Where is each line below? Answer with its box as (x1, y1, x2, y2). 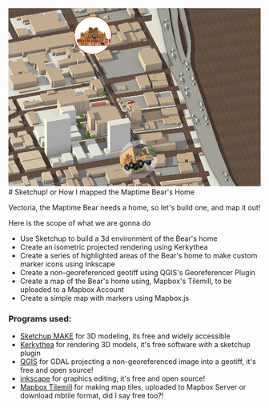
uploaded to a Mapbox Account (19, 284, 124, 294)
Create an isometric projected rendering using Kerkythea (19, 242, 208, 251)
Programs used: (8, 313, 72, 324)
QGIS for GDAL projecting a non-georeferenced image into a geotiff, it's (19, 356, 256, 366)
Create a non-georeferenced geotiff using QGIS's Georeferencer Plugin (19, 267, 256, 277)
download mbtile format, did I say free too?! (19, 390, 164, 400)
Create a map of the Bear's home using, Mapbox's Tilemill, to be (19, 276, 232, 286)
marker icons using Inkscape (19, 259, 116, 269)
